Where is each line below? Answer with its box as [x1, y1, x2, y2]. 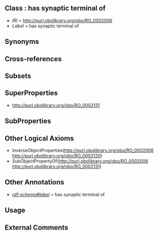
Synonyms [5, 37, 39, 46]
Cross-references [5, 54, 62, 63]
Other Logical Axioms [5, 134, 74, 143]
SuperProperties [5, 89, 58, 97]
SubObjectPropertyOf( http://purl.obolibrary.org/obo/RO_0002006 [12, 158, 148, 164]
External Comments [5, 223, 68, 231]
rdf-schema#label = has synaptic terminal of [12, 191, 105, 197]
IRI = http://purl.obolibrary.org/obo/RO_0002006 [12, 17, 113, 23]
